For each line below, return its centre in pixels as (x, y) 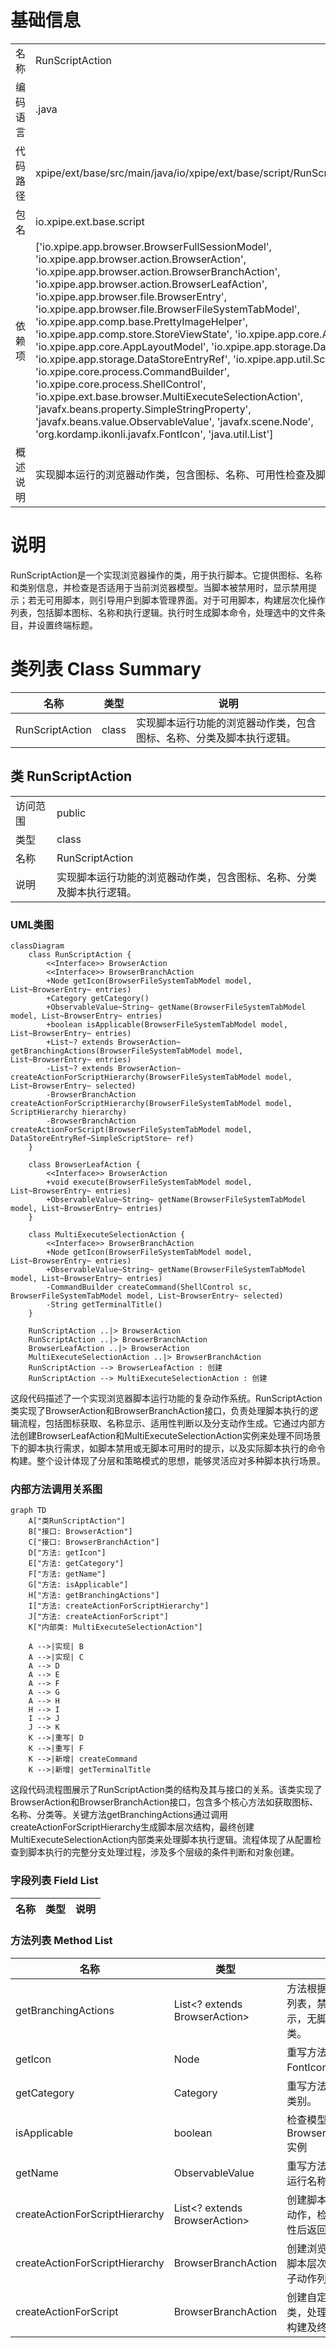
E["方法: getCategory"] (76, 1564)
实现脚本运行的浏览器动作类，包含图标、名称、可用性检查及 (176, 474)
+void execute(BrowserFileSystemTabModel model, (149, 1182)
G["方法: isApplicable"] (78, 1585)
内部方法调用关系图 (56, 1489)
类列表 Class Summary (106, 669)
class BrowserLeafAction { (84, 1164)
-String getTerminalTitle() (104, 1304)
